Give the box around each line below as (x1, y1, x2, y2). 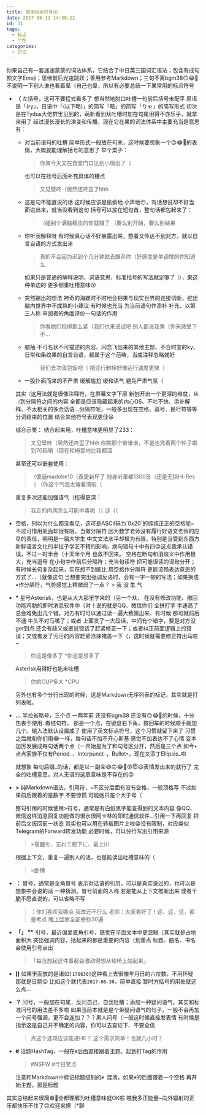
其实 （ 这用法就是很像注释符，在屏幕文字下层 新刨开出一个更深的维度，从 (15, 390, 199, 397)
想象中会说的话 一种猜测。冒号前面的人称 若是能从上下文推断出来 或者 (15, 887, 192, 894)
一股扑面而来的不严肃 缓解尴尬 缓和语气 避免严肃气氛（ (24, 377, 164, 384)
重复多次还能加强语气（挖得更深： (15, 493, 102, 500)
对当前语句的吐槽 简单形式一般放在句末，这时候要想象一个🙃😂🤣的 (24, 139, 192, 146)
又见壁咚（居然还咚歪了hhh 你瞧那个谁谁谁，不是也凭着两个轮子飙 (30, 439, 198, 446)
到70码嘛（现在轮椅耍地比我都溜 (30, 446, 113, 454)
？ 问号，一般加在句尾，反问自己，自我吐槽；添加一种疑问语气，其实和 (15, 998, 194, 1006)
